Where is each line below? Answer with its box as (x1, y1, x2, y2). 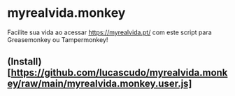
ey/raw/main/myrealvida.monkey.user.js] (7, 78, 192, 90)
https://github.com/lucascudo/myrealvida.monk (10, 67, 228, 78)
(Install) (7, 56, 42, 68)
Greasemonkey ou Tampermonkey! (7, 35, 108, 43)
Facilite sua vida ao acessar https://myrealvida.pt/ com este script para (7, 28, 212, 36)
